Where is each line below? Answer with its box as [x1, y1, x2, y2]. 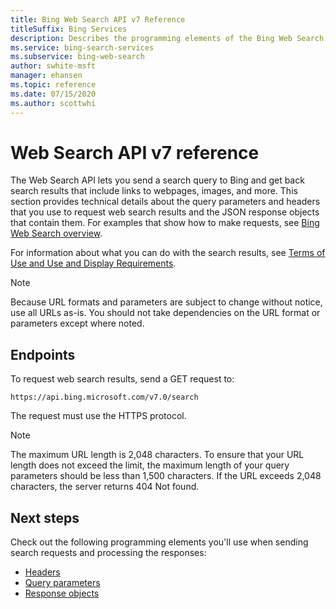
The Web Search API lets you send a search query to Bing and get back [10, 174, 305, 186]
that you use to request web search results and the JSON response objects [10, 206, 320, 218]
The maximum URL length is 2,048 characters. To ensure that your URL [10, 449, 305, 461]
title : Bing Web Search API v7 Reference [10, 14, 186, 25]
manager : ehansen [10, 71, 83, 81]
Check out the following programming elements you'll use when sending [10, 536, 309, 548]
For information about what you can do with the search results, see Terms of [10, 247, 326, 259]
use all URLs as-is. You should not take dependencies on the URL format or [10, 307, 321, 319]
